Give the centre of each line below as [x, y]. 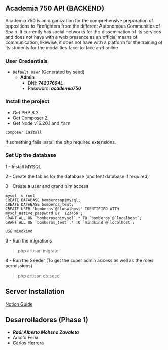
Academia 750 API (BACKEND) [55, 8]
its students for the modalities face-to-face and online [62, 47]
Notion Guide [19, 304]
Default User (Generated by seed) [48, 72]
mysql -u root [20, 196]
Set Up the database [31, 155]
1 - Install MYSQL [23, 166]
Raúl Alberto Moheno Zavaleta [46, 332]
